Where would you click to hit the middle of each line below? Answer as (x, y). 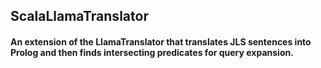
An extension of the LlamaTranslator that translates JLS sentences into (161, 41)
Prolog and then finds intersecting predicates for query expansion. (152, 52)
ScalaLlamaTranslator (79, 16)
